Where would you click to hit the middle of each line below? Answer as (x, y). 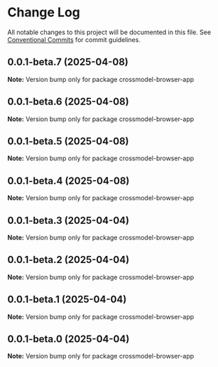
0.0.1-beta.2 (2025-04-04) (69, 260)
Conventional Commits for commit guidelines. (74, 39)
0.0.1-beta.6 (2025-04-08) (68, 102)
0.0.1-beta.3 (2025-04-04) (69, 221)
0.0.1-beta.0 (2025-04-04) (69, 339)
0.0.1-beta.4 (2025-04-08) (69, 181)
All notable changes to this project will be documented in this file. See (109, 32)
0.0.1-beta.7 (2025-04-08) (68, 62)
